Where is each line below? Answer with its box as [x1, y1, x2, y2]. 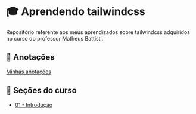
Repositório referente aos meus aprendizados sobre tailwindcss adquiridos [6, 28, 191, 36]
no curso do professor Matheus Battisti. [6, 35, 104, 42]
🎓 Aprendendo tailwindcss [6, 5, 146, 19]
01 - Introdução [14, 101, 52, 108]
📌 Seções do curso [6, 85, 77, 95]
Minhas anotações [6, 68, 52, 75]
